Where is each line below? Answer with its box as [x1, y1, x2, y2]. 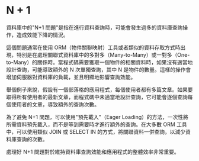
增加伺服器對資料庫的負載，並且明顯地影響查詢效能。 [6, 73, 136, 80]
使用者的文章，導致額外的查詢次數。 [11, 101, 99, 108]
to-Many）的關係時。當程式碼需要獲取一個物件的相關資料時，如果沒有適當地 [6, 59, 193, 66]
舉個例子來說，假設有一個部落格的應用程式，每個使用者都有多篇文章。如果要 [6, 86, 193, 93]
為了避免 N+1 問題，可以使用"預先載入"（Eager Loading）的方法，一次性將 [6, 113, 188, 120]
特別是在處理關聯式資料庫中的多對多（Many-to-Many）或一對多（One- [16, 51, 190, 58]
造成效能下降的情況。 [16, 31, 69, 38]
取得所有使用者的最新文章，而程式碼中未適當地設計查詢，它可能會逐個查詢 [6, 93, 188, 101]
